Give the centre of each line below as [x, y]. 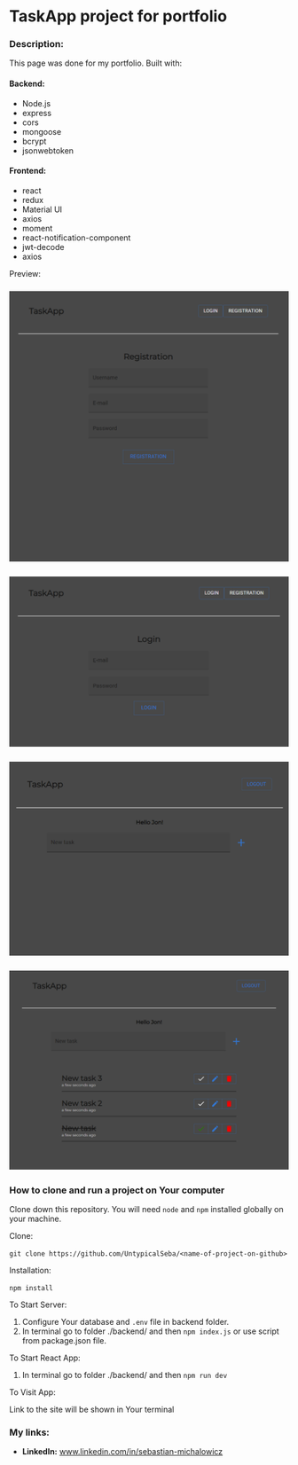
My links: [30, 1432]
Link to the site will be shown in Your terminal [92, 1410]
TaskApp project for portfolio [118, 16]
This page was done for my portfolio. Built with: [96, 63]
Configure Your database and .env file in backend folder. [125, 1322]
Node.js [36, 103]
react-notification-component [76, 238]
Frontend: [28, 171]
